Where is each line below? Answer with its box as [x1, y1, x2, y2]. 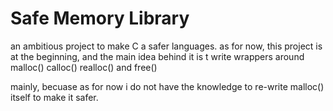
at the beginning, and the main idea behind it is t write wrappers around [10, 50, 305, 62]
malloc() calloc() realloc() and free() [10, 61, 158, 73]
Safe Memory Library [10, 7, 190, 30]
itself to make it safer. [10, 91, 99, 103]
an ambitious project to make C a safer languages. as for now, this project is [10, 40, 323, 52]
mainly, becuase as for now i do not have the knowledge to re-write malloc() [10, 80, 325, 92]
